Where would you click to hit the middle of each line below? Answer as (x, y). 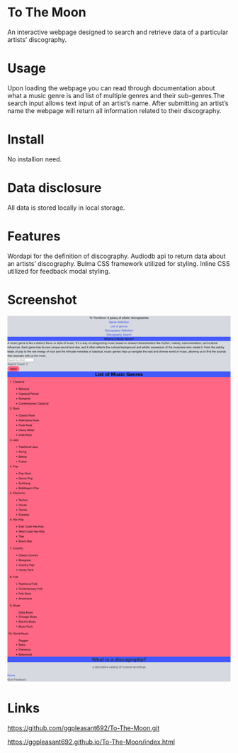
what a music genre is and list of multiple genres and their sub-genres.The (116, 95)
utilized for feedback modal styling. (59, 271)
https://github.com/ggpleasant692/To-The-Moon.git (84, 728)
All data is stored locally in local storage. (66, 208)
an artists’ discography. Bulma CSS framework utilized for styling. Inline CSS (119, 263)
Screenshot (42, 300)
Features (34, 236)
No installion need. (35, 159)
